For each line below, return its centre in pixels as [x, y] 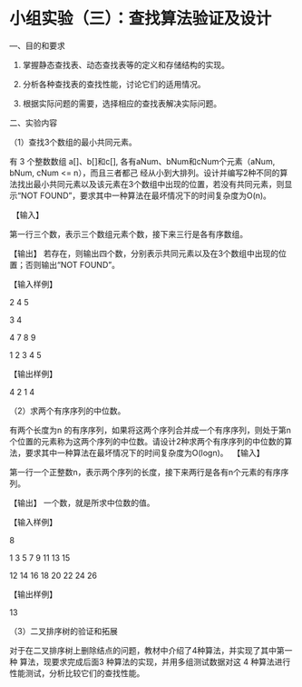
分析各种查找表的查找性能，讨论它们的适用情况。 [114, 84]
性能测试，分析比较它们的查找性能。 [77, 672]
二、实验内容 [33, 123]
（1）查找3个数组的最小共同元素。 [73, 142]
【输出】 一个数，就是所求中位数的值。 [82, 503]
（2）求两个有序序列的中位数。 [68, 411]
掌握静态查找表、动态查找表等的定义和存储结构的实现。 [126, 65]
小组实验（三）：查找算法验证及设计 [141, 19]
